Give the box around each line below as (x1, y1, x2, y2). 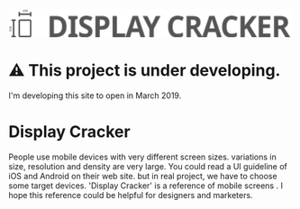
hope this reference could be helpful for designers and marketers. (8, 189, 253, 200)
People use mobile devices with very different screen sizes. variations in (8, 151, 277, 162)
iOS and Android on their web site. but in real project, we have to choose (8, 170, 277, 181)
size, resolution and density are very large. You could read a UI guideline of (8, 160, 287, 171)
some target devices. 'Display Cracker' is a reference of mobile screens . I (8, 180, 283, 191)
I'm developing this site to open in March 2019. (8, 90, 182, 101)
